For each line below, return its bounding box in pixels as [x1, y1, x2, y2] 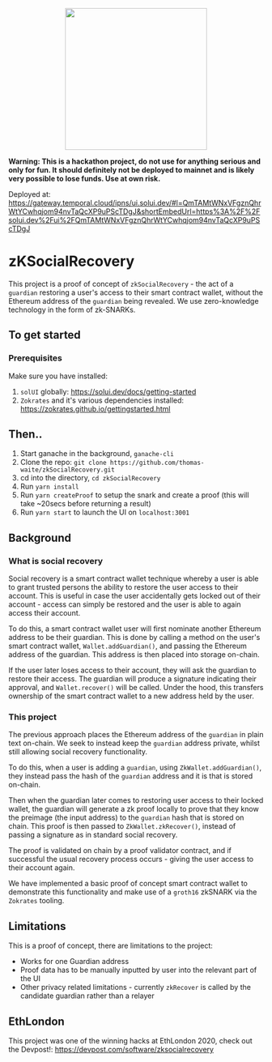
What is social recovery [8, 555, 104, 566]
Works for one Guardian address [19, 957, 130, 966]
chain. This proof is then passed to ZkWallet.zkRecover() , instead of [8, 821, 236, 831]
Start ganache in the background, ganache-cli [19, 449, 174, 458]
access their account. [8, 608, 81, 618]
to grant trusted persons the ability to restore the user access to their [8, 582, 239, 592]
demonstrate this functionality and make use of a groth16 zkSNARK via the [8, 887, 257, 897]
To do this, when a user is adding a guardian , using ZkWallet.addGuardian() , [8, 762, 262, 773]
